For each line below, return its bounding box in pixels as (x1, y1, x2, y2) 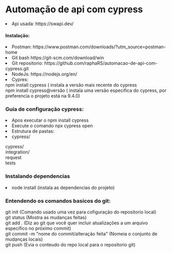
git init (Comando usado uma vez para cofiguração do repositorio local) (5, 209, 157, 215)
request (5, 154, 22, 161)
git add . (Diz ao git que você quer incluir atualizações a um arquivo (5, 220, 148, 226)
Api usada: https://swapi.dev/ (12, 21, 74, 27)
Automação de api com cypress (5, 4, 143, 15)
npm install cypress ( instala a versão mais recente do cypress (5, 82, 137, 88)
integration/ (5, 149, 30, 155)
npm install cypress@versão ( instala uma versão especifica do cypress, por (5, 87, 167, 93)
